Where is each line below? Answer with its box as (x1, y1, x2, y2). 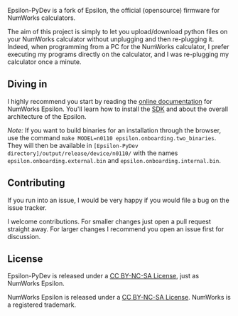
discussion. (7, 232, 41, 241)
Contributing (7, 177, 65, 189)
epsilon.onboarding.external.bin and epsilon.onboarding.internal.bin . (7, 156, 222, 164)
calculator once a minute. (7, 58, 82, 66)
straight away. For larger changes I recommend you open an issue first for (7, 224, 225, 233)
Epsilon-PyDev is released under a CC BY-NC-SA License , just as (7, 272, 200, 280)
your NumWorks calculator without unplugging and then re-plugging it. (7, 35, 215, 43)
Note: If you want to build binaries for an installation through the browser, (7, 126, 222, 135)
